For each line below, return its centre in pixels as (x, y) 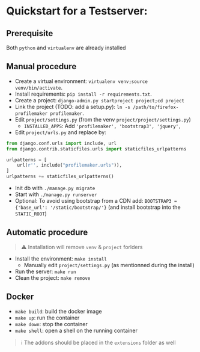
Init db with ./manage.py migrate (55, 188)
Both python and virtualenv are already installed (66, 48)
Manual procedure (41, 66)
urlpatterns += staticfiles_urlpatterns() (60, 177)
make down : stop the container (51, 324)
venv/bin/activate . (39, 87)
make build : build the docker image (58, 311)
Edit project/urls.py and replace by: (60, 132)
